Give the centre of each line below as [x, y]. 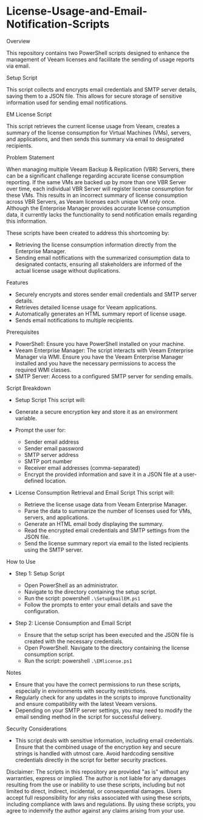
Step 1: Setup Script [40, 573]
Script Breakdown [29, 388]
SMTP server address [51, 455]
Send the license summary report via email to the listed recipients [106, 543]
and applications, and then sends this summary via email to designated [95, 139]
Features [17, 282]
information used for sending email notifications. [67, 103]
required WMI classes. [43, 370]
